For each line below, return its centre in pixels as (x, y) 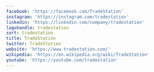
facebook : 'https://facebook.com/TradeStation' (65, 11)
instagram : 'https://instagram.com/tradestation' (68, 17)
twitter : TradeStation (34, 44)
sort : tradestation (30, 33)
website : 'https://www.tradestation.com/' (58, 49)
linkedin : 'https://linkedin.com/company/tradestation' (75, 22)
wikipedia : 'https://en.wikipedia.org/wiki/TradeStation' (78, 55)
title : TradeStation (31, 38)
